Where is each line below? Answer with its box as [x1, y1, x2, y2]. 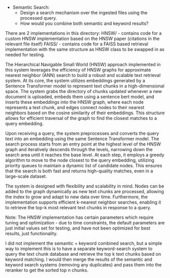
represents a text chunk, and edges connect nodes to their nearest [5, 105, 145, 110]
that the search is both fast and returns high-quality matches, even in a [5, 168, 153, 174]
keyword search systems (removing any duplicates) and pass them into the [5, 262, 162, 267]
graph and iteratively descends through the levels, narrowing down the [5, 147, 153, 152]
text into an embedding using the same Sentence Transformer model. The [5, 136, 159, 142]
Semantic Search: [12, 5, 50, 10]
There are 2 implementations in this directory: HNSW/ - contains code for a [5, 30, 162, 36]
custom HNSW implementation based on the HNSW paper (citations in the [5, 35, 160, 41]
